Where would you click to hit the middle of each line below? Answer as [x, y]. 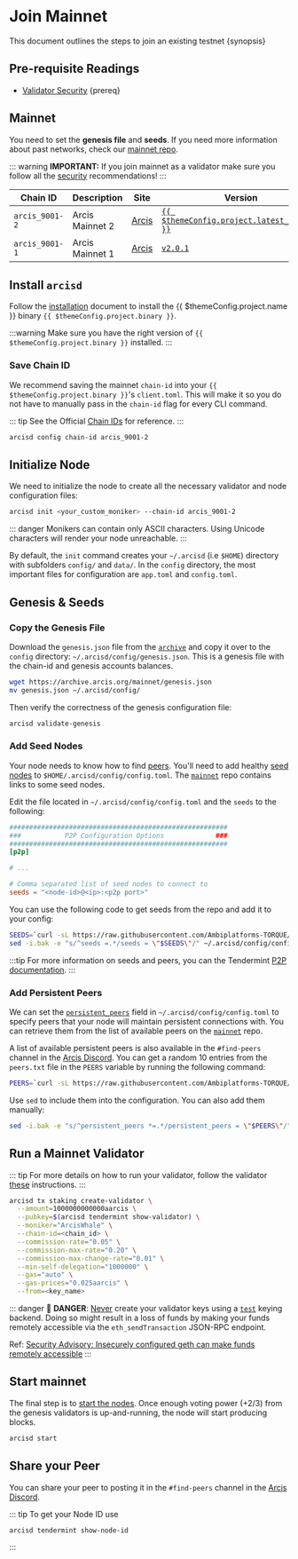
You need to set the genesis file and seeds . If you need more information [143, 139]
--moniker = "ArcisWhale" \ [65, 1226]
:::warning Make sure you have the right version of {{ [106, 333]
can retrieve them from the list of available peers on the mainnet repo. [136, 1031]
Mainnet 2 [94, 226]
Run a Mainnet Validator [77, 1154]
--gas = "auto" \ [45, 1275]
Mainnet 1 [94, 253]
